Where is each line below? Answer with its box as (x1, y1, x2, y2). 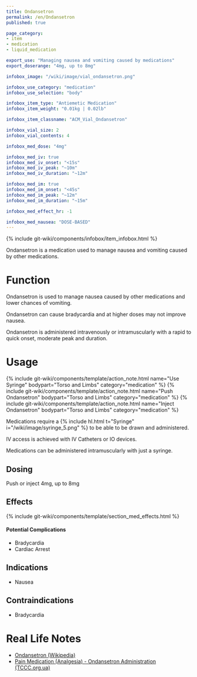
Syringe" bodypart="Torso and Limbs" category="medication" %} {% (6, 382, 175, 389)
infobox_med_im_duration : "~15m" (6, 197, 88, 204)
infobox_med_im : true (6, 181, 59, 187)
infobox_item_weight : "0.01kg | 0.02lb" (6, 106, 107, 112)
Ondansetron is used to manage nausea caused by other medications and (6, 293, 185, 300)
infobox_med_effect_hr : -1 (6, 208, 72, 214)
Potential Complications (6, 526, 66, 533)
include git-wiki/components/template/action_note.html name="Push (6, 388, 173, 395)
